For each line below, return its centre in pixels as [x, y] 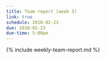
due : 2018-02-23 [26, 28]
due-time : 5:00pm [27, 33]
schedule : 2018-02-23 [33, 22]
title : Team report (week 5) [42, 11]
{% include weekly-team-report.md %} [53, 50]
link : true [19, 17]
